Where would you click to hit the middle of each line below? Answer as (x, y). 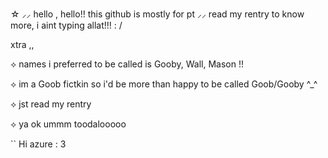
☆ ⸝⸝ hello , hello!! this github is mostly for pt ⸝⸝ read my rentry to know (157, 14)
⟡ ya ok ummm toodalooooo (68, 124)
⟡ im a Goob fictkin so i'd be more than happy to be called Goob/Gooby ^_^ (164, 84)
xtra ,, (22, 44)
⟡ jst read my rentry (51, 104)
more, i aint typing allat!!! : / (66, 25)
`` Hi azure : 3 (38, 144)
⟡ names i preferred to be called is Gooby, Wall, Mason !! (127, 64)
